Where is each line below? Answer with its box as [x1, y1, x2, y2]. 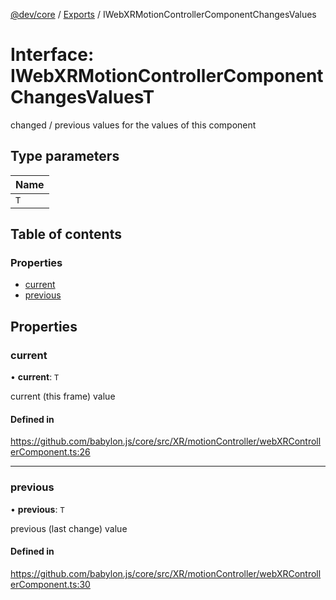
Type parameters [10, 148, 120, 165]
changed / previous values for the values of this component [10, 119, 257, 131]
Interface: [10, 44, 95, 66]
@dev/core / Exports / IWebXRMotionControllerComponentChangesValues [10, 9, 317, 20]
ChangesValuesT [10, 86, 155, 109]
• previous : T [10, 503, 65, 515]
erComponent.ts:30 [10, 578, 91, 590]
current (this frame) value [10, 390, 116, 403]
